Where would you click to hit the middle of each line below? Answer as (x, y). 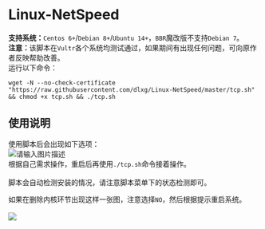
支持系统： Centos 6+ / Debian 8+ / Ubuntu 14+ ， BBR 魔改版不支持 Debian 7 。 (126, 38)
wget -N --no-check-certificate (62, 83)
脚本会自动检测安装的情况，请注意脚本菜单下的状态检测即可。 (110, 182)
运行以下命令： (33, 67)
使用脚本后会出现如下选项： (54, 144)
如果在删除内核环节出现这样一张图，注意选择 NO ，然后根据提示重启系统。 (127, 199)
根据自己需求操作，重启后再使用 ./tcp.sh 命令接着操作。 (100, 164)
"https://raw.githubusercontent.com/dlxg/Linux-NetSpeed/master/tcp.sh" (132, 89)
